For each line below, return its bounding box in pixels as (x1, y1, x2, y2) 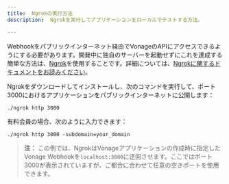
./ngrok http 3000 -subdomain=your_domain (7, 131, 130, 137)
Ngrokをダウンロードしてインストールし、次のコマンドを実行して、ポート (7, 82, 216, 90)
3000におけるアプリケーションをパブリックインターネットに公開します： (7, 90, 215, 99)
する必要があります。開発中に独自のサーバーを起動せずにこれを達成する (19, 51, 223, 59)
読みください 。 (49, 68, 91, 76)
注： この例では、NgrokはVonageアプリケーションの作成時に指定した (23, 144, 221, 152)
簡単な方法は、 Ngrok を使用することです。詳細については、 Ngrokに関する (7, 59, 215, 67)
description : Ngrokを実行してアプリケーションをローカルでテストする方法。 (7, 16, 204, 23)
